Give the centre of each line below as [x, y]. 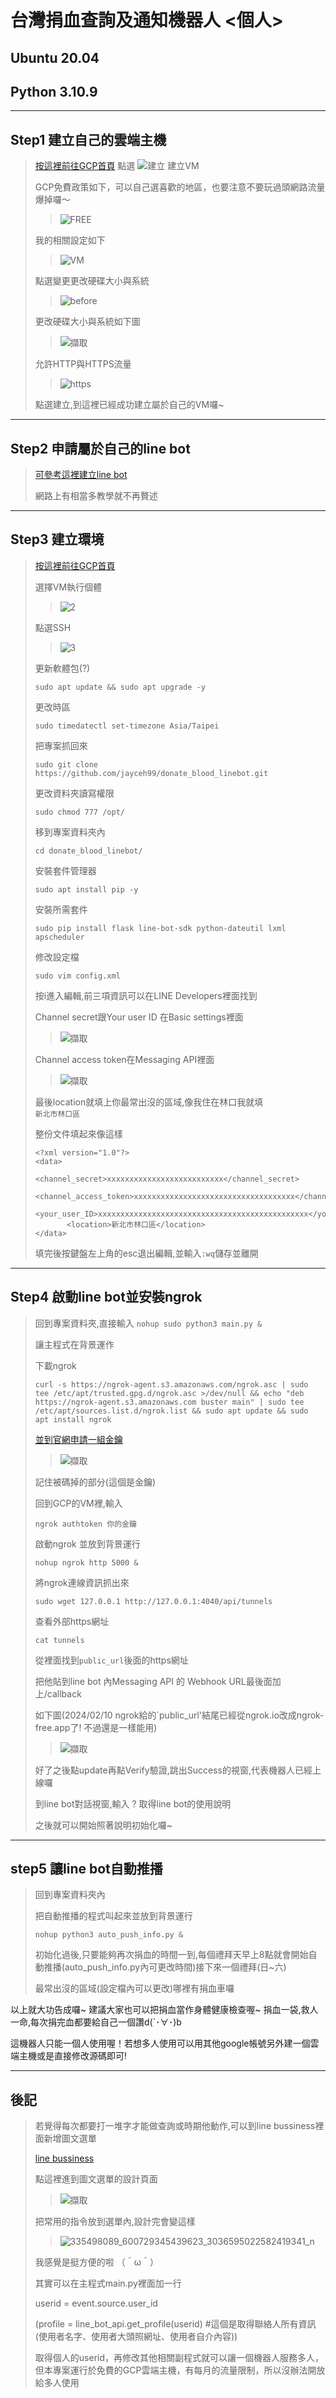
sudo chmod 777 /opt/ [79, 812]
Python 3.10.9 [54, 91]
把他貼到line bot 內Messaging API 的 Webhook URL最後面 [153, 1681]
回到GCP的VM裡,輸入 [78, 1503]
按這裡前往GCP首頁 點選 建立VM [117, 166]
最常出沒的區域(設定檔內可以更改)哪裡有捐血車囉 [134, 1988]
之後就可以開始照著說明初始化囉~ [103, 1825]
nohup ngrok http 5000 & [86, 1562]
